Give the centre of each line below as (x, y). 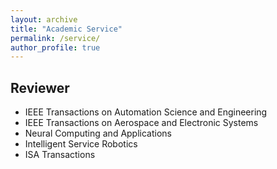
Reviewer (40, 87)
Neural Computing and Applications (98, 133)
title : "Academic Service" (66, 29)
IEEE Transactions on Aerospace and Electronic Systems (141, 123)
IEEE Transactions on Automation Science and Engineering (146, 112)
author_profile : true (55, 47)
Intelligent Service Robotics (81, 144)
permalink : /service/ (55, 38)
